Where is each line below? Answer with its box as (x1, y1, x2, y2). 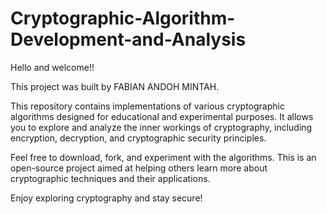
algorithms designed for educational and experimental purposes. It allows (10, 110, 314, 122)
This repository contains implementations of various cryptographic (10, 100, 285, 112)
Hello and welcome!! (10, 61, 95, 73)
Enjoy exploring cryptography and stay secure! (10, 192, 203, 204)
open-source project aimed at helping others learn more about (10, 162, 268, 174)
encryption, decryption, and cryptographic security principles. (10, 132, 267, 144)
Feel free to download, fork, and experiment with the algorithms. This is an (10, 151, 317, 163)
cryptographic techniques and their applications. (10, 172, 211, 184)
